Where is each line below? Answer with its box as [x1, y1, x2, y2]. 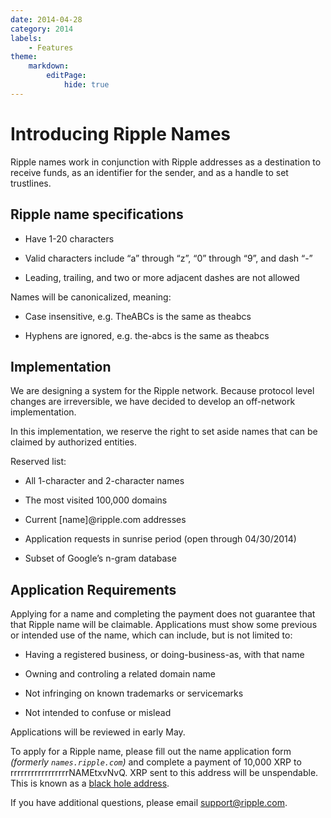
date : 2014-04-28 [10, 14, 83, 25]
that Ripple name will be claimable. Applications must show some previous [10, 619, 318, 631]
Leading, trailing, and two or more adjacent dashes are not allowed [24, 271, 300, 283]
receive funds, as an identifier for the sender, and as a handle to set [10, 166, 289, 178]
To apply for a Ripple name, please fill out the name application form [10, 746, 292, 758]
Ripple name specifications [10, 206, 184, 223]
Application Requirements [10, 581, 177, 598]
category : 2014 [10, 24, 74, 34]
